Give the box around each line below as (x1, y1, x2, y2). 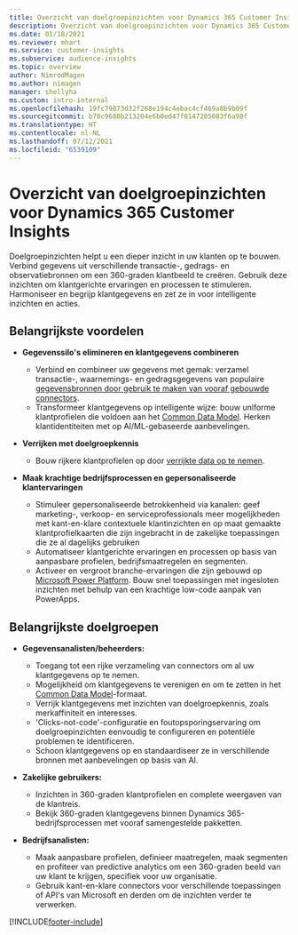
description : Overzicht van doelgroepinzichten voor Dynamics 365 (9, 21, 260, 30)
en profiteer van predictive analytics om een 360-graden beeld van (35, 861, 281, 872)
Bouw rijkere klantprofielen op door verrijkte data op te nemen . (35, 455, 265, 467)
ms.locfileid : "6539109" (9, 145, 101, 154)
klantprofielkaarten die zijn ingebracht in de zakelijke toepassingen (35, 528, 279, 539)
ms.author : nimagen (9, 79, 82, 88)
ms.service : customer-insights (9, 46, 125, 55)
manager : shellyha (9, 87, 77, 96)
